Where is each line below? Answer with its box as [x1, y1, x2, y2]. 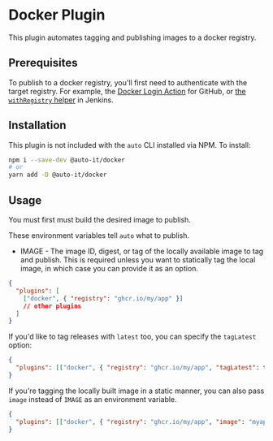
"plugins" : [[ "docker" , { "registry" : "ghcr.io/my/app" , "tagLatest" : [15, 364, 260, 372]
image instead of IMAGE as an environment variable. [8, 394, 177, 404]
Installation [8, 119, 67, 132]
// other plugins [23, 302, 82, 310]
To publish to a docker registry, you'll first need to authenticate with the [8, 77, 248, 87]
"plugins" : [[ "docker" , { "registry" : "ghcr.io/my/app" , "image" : [15, 417, 245, 426]
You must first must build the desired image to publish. [8, 215, 191, 224]
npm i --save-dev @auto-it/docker [8, 156, 126, 164]
